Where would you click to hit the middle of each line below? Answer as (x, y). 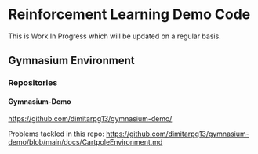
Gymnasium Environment (71, 61)
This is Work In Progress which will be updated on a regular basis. (114, 36)
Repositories (33, 83)
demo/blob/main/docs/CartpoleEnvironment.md (85, 142)
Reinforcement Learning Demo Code (129, 14)
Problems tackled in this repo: (56, 134)
